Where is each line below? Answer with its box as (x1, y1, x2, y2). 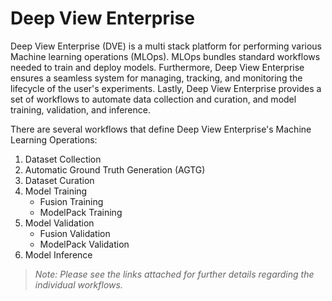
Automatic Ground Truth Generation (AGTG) (24, 163, 206, 176)
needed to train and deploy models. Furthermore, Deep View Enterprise (10, 61, 305, 73)
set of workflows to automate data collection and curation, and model (10, 93, 297, 105)
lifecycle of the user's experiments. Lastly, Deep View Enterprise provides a (10, 82, 322, 94)
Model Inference (24, 248, 93, 261)
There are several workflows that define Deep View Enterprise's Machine (10, 123, 312, 135)
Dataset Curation (24, 174, 95, 186)
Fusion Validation (39, 227, 111, 239)
